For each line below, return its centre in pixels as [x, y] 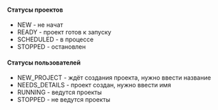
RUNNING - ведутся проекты [59, 92]
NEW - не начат [40, 25]
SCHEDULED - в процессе [55, 40]
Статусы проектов [35, 10]
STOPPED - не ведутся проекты [64, 100]
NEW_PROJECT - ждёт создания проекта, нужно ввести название [114, 78]
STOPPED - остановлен [51, 47]
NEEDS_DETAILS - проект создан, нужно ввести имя [94, 85]
